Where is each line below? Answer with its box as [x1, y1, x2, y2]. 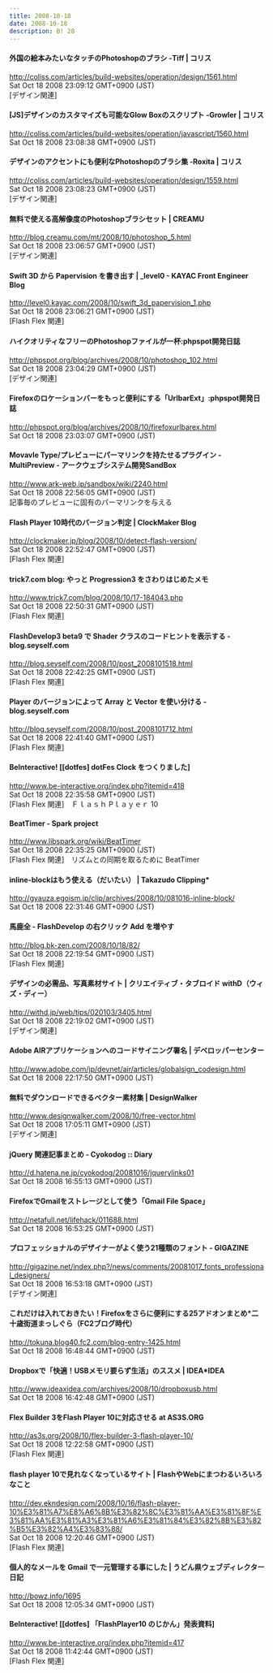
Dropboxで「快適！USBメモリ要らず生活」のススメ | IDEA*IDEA [9, 1365, 225, 1375]
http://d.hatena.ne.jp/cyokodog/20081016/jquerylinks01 [9, 1168, 194, 1178]
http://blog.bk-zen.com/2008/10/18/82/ [9, 940, 140, 950]
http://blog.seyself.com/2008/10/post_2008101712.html [9, 724, 193, 733]
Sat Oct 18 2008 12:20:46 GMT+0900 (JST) [9, 1533, 155, 1542]
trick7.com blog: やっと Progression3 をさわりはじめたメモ [9, 574, 209, 584]
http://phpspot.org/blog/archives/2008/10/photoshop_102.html [9, 355, 218, 365]
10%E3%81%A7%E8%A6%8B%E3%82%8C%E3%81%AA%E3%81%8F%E [9, 1507, 262, 1516]
